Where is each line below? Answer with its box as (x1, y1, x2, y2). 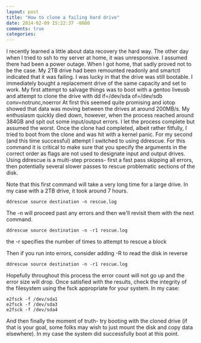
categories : (6, 31, 36, 37)
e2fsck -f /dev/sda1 (6, 296, 58, 303)
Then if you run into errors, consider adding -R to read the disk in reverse (6, 250, 188, 257)
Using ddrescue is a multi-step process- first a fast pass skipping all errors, (6, 156, 194, 164)
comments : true (6, 25, 45, 32)
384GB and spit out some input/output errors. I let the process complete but (6, 118, 195, 125)
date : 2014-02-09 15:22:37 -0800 (6, 20, 90, 26)
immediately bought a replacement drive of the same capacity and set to (6, 79, 187, 87)
